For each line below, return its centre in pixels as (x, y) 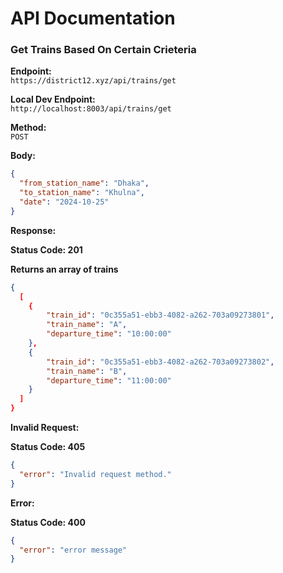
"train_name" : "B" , (87, 371)
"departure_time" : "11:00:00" (109, 380)
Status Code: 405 (48, 447)
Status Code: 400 (48, 522)
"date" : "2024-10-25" (64, 202)
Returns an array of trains (64, 269)
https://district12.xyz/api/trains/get (93, 81)
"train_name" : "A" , (87, 325)
